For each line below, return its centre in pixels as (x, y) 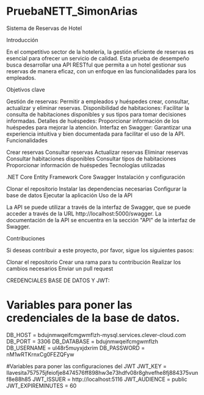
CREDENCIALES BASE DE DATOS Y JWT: (58, 280)
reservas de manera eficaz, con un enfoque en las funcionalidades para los (101, 71)
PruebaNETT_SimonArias (72, 11)
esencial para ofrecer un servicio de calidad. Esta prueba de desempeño (98, 58)
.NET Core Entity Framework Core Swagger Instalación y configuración (96, 177)
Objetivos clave (26, 89)
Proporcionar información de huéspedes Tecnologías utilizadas (86, 165)
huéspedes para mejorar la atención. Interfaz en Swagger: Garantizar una (99, 127)
